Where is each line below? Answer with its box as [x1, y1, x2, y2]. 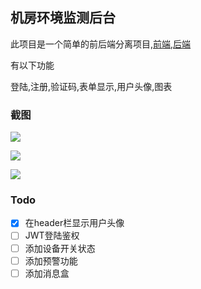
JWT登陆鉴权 [24, 229, 80, 242]
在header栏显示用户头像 [24, 217, 125, 229]
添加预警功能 [24, 254, 78, 267]
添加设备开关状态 [24, 242, 96, 254]
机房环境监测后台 [10, 9, 116, 27]
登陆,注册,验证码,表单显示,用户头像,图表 [10, 80, 173, 92]
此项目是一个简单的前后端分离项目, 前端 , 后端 [10, 38, 192, 50]
